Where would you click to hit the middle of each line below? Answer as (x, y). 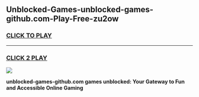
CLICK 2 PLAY (27, 58)
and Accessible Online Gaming (45, 88)
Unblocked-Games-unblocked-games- (80, 10)
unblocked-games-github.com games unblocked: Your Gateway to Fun (95, 81)
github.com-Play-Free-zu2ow (62, 19)
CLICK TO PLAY (29, 36)
